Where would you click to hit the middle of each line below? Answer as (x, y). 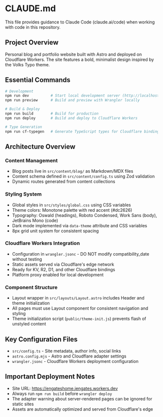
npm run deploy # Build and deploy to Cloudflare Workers (71, 118)
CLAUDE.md (31, 9)
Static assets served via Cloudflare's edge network (63, 264)
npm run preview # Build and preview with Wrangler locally (72, 100)
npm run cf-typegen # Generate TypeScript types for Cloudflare (73, 131)
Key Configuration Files (41, 339)
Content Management (32, 160)
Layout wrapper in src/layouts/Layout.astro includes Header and (78, 298)
